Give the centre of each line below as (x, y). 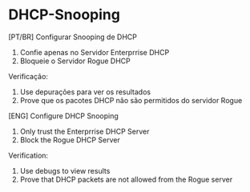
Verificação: (28, 76)
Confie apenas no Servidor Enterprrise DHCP (95, 52)
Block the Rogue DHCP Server (70, 140)
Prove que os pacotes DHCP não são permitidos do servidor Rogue (131, 100)
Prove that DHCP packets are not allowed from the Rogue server (126, 179)
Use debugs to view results (65, 170)
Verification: (28, 155)
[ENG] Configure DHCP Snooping (63, 116)
